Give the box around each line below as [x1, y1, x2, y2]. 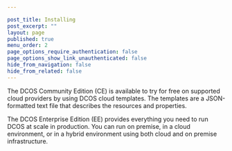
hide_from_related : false [7, 67, 82, 75]
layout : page [7, 29, 45, 36]
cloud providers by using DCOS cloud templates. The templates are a [7, 94, 204, 103]
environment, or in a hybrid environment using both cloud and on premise [7, 130, 217, 138]
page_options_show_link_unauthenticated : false [7, 55, 148, 62]
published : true [7, 35, 54, 42]
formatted [7, 101, 36, 109]
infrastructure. [7, 136, 48, 145]
